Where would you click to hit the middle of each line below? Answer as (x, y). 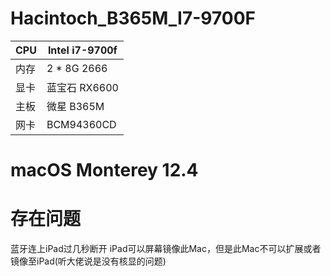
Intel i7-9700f (82, 50)
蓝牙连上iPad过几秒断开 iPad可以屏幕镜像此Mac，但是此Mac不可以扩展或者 (166, 249)
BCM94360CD (81, 124)
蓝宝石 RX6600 (82, 87)
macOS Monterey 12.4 (104, 170)
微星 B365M (75, 106)
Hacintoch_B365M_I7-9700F (133, 18)
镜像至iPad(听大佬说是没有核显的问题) (88, 261)
